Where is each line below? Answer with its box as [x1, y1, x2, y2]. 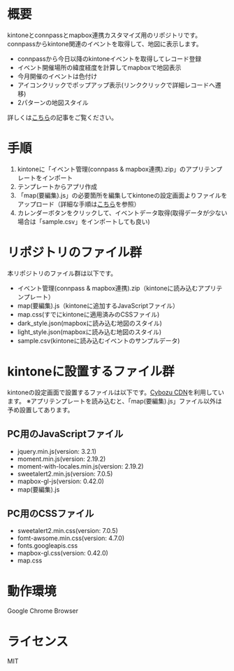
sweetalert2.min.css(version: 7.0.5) [17, 527, 119, 535]
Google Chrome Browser [7, 607, 79, 615]
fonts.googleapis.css [17, 541, 78, 550]
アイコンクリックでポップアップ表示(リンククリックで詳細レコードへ [17, 81, 215, 89]
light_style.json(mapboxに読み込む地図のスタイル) [17, 327, 162, 336]
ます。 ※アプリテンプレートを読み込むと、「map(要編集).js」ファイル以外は [7, 396, 222, 405]
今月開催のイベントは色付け [17, 71, 98, 81]
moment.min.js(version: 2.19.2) [17, 455, 106, 463]
